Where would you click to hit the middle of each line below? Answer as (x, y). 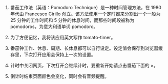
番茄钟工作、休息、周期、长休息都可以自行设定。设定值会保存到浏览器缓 (86, 48)
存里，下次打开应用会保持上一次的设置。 (53, 54)
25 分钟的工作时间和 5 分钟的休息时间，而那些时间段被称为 (72, 20)
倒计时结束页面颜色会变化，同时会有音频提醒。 (59, 76)
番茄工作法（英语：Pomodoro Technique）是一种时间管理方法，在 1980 (86, 7)
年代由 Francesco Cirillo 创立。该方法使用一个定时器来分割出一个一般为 (85, 14)
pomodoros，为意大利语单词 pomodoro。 (54, 26)
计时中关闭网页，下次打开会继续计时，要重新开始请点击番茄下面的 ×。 (84, 65)
